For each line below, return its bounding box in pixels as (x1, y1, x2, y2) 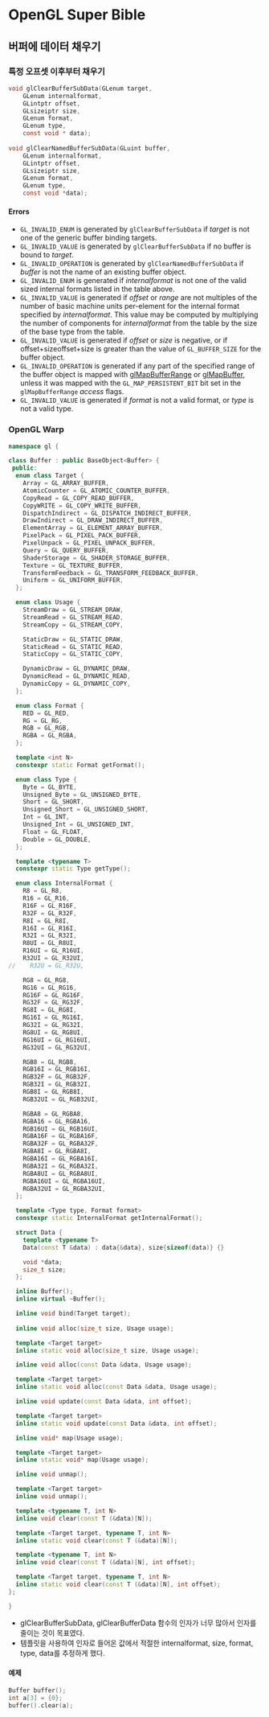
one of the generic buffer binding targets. (19, 233, 157, 243)
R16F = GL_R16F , (22, 902, 78, 910)
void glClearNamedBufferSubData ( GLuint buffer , (8, 144, 171, 152)
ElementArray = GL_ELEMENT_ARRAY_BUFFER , (22, 524, 163, 532)
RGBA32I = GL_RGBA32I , (22, 1162, 99, 1170)
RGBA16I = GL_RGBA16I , (22, 1155, 99, 1163)
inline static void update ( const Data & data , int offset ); (15, 1419, 218, 1427)
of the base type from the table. (19, 327, 126, 337)
